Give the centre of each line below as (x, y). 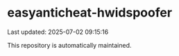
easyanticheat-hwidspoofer (89, 13)
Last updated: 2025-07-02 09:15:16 (58, 32)
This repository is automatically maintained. (69, 45)
